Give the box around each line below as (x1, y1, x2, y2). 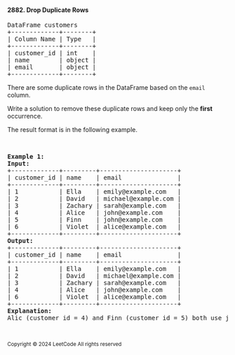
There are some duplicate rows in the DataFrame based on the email (7, 83, 206, 92)
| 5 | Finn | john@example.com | (7, 216, 182, 224)
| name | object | (7, 56, 97, 65)
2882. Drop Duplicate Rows (7, 6, 89, 14)
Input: (7, 160, 30, 168)
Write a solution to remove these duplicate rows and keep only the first (7, 105, 213, 113)
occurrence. (7, 112, 43, 121)
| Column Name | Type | (7, 35, 97, 43)
